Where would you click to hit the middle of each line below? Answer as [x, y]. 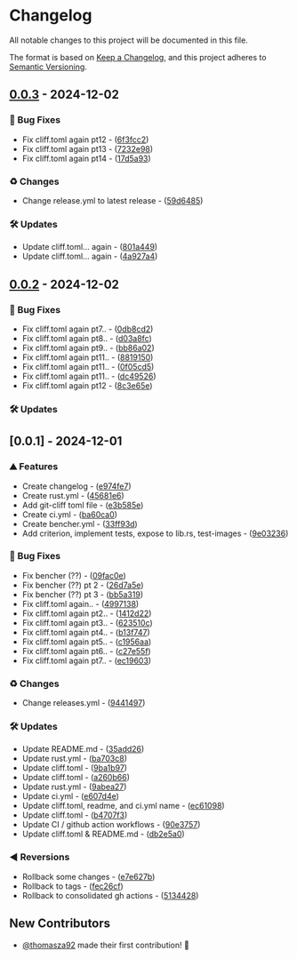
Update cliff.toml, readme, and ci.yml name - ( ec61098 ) [123, 806]
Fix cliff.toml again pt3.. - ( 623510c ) [87, 622]
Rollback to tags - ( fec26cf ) [73, 886]
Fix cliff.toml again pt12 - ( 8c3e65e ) [87, 385]
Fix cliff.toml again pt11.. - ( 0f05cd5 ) [88, 366]
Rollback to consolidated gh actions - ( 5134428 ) [110, 895]
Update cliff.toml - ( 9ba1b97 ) [74, 768]
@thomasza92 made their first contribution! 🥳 [105, 945]
